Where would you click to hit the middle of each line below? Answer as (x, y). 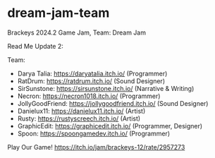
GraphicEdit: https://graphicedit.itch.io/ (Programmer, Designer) (110, 126)
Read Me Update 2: (35, 46)
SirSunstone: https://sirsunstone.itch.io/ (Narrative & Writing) (106, 88)
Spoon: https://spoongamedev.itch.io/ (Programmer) (94, 133)
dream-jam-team (59, 13)
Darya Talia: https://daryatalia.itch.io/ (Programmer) (92, 73)
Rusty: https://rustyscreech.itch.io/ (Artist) (79, 119)
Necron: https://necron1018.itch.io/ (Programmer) (89, 96)
